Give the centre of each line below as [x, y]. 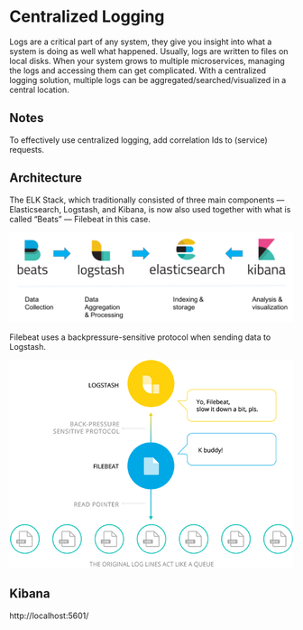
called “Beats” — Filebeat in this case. [80, 219]
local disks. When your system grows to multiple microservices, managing [147, 61]
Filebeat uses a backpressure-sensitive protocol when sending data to [140, 337]
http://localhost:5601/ [49, 616]
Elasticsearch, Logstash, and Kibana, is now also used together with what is [150, 209]
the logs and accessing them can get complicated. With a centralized [138, 71]
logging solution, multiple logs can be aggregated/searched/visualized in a [148, 80]
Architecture [46, 178]
